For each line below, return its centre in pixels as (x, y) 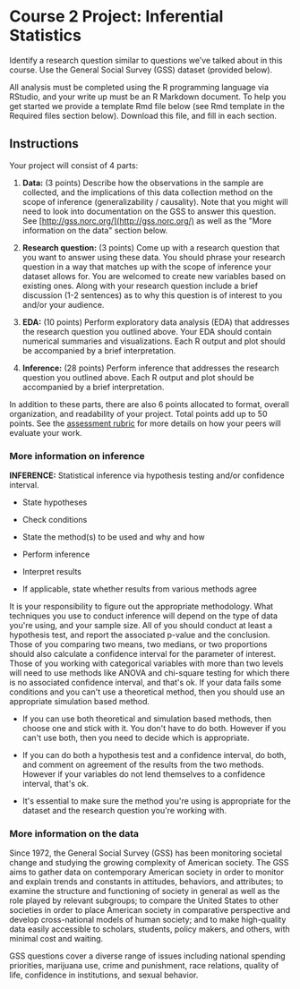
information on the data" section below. (95, 230)
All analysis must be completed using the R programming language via (139, 87)
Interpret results (52, 572)
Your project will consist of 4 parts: (74, 165)
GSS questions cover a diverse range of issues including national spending (147, 956)
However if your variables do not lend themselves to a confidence (144, 774)
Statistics (46, 35)
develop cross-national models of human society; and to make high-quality (148, 920)
